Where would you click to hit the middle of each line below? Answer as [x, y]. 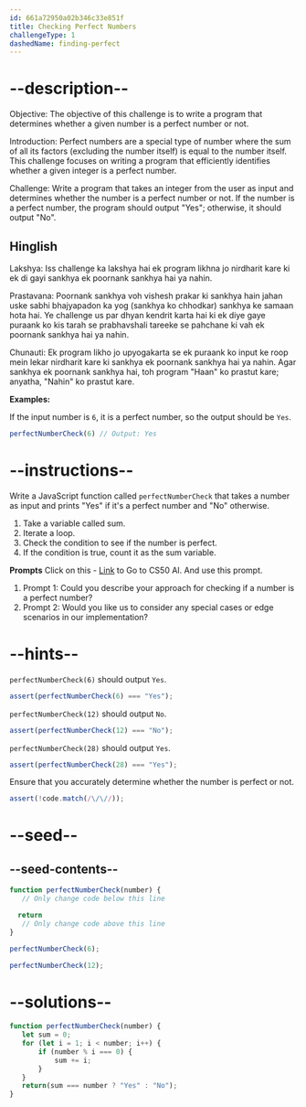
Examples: [30, 399]
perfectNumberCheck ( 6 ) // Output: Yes [83, 434]
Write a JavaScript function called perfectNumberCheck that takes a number [150, 496]
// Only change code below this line [94, 899]
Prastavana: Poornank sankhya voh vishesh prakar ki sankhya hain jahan [146, 296]
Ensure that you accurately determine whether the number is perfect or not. [152, 782]
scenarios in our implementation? [85, 617]
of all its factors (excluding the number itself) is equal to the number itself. [148, 151]
